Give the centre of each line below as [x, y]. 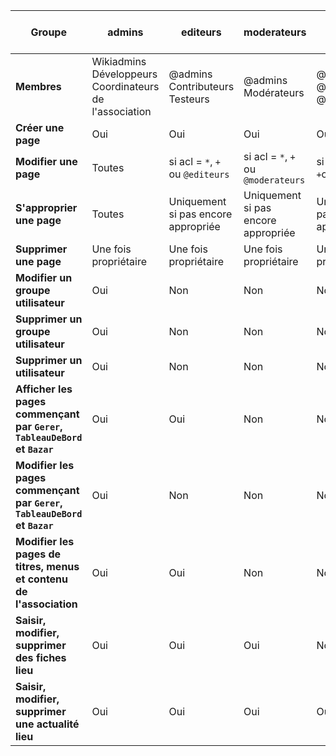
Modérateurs [274, 92]
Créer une [40, 127]
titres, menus [47, 566]
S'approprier [46, 207]
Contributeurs [201, 86]
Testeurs [189, 99]
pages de [38, 554]
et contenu [42, 579]
